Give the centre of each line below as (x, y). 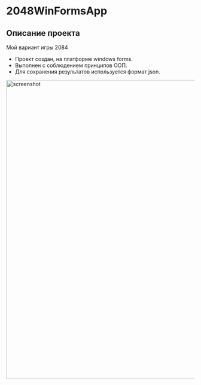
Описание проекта (43, 33)
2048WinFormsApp (57, 11)
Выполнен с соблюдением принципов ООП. (71, 65)
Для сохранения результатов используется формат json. (87, 72)
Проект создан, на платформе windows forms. (74, 59)
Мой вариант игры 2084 (37, 47)
